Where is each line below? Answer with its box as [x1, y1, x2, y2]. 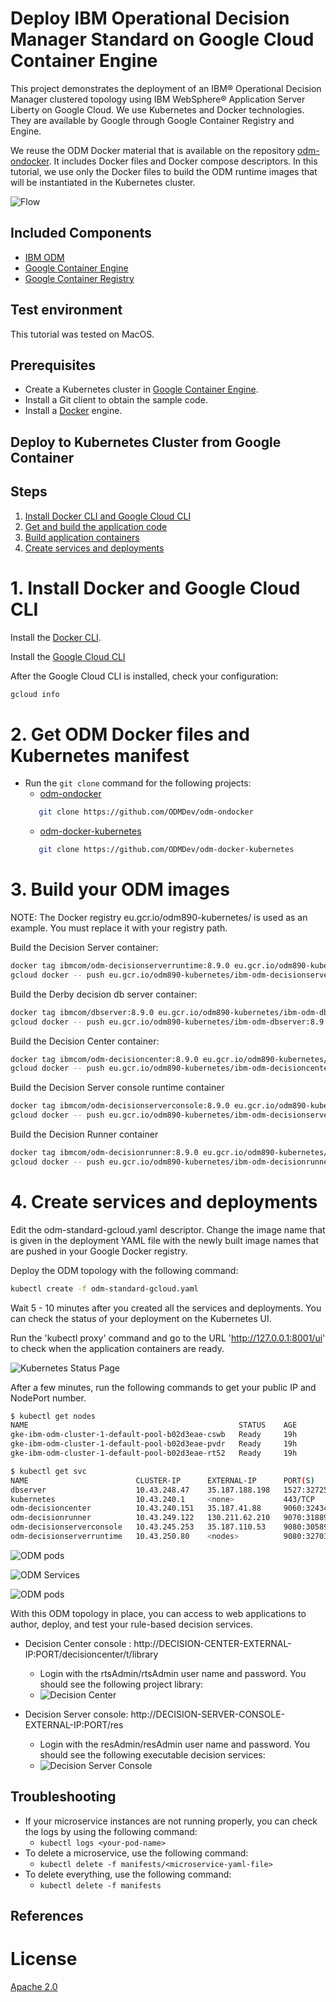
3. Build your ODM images [10, 878, 230, 901]
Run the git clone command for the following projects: [24, 777, 252, 789]
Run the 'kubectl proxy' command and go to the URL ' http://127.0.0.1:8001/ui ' [10, 1332, 326, 1344]
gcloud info [10, 689, 60, 699]
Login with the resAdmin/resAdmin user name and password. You [39, 1738, 310, 1750]
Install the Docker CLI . [10, 631, 102, 643]
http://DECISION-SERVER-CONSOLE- [130, 1708, 286, 1720]
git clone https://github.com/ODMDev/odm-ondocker [38, 807, 254, 817]
